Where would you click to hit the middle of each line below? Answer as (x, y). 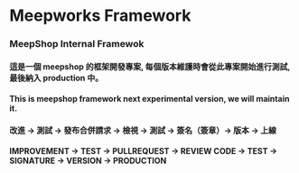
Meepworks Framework (100, 16)
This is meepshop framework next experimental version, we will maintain (149, 99)
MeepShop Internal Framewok (77, 44)
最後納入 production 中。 (56, 77)
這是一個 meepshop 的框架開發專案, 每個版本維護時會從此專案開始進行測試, (150, 66)
